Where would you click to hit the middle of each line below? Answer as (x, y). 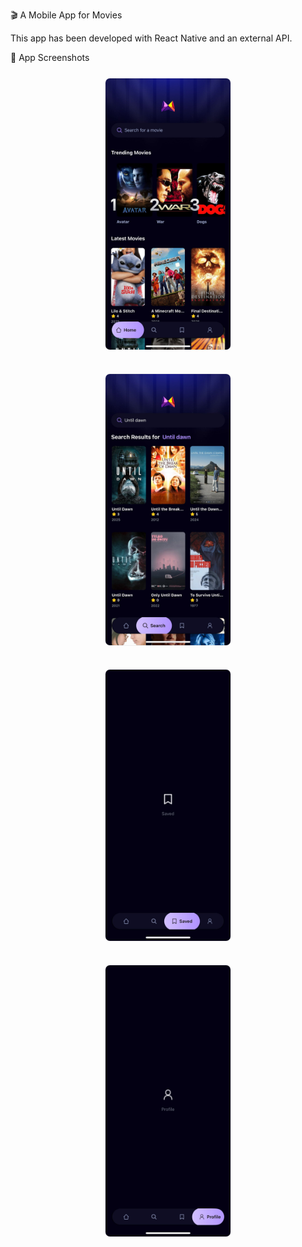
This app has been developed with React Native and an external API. (151, 38)
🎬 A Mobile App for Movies (66, 15)
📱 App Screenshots (50, 57)
